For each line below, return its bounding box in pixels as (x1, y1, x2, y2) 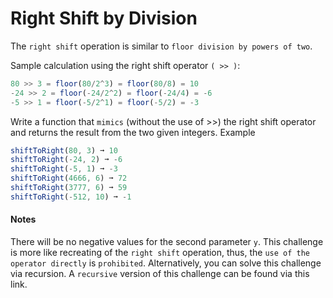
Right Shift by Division (10, 7, 198, 30)
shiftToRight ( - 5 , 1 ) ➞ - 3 (10, 164, 118, 174)
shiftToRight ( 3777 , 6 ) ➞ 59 (10, 183, 128, 193)
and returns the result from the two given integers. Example (10, 126, 256, 138)
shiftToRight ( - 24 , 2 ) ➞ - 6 (10, 155, 123, 165)
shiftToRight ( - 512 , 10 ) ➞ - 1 (10, 192, 132, 202)
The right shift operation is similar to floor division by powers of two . (10, 40, 313, 52)
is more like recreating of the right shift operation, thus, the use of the (10, 247, 311, 259)
